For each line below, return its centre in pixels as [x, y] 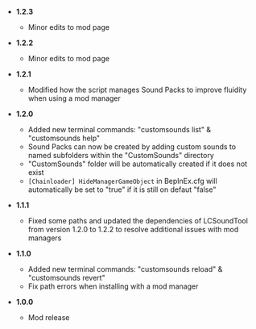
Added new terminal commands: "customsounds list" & [120, 129]
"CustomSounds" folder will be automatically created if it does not [138, 164]
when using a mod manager [74, 98]
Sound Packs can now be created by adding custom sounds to [132, 147]
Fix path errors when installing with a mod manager [113, 286]
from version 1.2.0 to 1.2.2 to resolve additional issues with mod [133, 229]
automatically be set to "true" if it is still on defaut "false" [122, 189]
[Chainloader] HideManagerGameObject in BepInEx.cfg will [122, 181]
